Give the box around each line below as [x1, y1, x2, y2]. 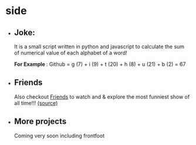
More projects [13, 116, 67, 127]
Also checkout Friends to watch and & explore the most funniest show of [13, 93, 190, 100]
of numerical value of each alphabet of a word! [13, 49, 127, 56]
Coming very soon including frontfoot [13, 132, 105, 139]
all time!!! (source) [13, 99, 58, 106]
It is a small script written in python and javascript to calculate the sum [13, 43, 185, 50]
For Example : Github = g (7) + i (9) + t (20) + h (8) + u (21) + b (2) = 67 [13, 60, 186, 68]
